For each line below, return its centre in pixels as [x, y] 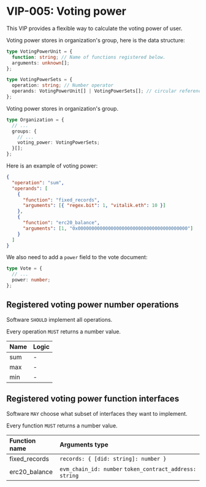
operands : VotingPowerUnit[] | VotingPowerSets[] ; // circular [94, 91]
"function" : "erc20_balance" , [61, 223]
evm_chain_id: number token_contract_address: [128, 469]
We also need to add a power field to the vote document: [77, 257]
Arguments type [84, 445]
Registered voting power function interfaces [93, 399]
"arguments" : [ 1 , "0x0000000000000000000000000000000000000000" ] [108, 228]
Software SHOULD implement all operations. [59, 319]
